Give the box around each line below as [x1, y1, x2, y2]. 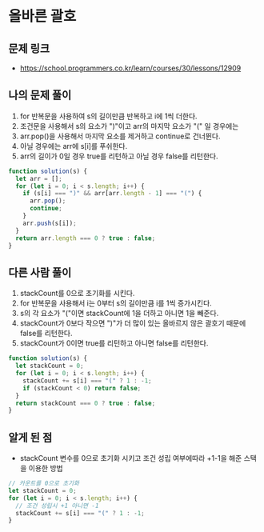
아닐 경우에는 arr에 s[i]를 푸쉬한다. [19, 141, 128, 150]
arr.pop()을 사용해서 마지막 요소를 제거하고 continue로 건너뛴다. [19, 131, 221, 141]
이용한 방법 [28, 463, 63, 473]
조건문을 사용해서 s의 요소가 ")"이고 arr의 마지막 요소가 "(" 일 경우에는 [19, 121, 239, 130]
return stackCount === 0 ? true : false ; [15, 399, 156, 407]
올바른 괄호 [8, 7, 77, 26]
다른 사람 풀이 [8, 266, 72, 279]
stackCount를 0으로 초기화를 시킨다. [19, 289, 135, 298]
